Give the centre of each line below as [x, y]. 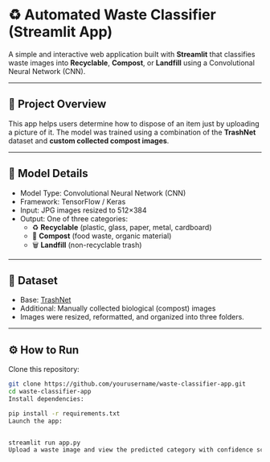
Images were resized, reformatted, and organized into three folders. [132, 317]
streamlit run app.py [45, 443]
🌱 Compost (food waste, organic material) [102, 236]
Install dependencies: [46, 399]
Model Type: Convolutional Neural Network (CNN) [103, 193]
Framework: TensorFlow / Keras [73, 201]
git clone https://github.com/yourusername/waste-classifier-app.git [127, 384]
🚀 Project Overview [57, 104]
